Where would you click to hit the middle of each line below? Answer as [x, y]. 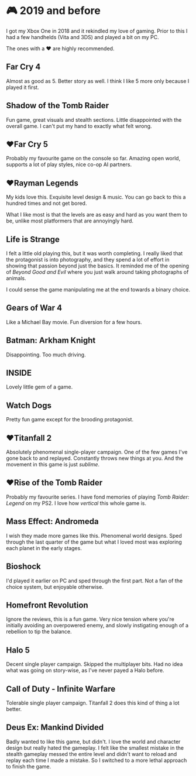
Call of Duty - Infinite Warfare [61, 689]
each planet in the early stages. [44, 548]
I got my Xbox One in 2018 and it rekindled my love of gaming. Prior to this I [97, 31]
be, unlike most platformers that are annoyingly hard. [70, 221]
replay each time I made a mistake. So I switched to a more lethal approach [97, 760]
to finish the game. [29, 766]
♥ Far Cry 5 [27, 144]
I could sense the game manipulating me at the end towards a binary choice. [98, 289]
